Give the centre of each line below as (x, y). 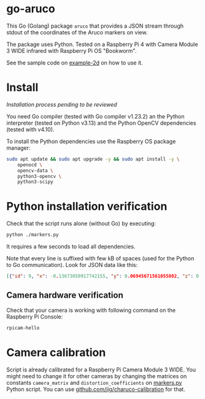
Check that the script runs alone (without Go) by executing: (81, 223)
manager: (18, 148)
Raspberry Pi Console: (35, 316)
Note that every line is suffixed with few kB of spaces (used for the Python (100, 258)
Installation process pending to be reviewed (62, 104)
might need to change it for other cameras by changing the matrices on (97, 376)
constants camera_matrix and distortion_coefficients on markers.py (94, 382)
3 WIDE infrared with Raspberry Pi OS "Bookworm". (72, 50)
